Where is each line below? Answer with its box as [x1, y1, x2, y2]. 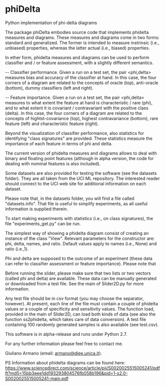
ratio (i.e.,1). [5, 246, 29, 252]
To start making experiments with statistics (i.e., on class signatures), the [5, 215, 154, 221]
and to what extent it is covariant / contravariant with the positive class [5, 105, 149, 111]
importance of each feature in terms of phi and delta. [5, 140, 113, 146]
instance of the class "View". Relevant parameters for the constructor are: [5, 235, 155, 241]
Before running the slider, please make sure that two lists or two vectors [5, 270, 151, 276]
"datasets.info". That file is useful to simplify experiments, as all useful [5, 200, 148, 206]
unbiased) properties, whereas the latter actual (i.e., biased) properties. [5, 45, 150, 51]
